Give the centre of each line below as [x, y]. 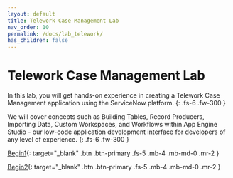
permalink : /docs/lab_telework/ [55, 34]
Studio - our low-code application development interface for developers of [116, 132]
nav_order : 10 [28, 27]
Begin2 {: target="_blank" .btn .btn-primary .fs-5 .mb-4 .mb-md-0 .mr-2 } [114, 167]
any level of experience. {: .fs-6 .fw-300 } [68, 140]
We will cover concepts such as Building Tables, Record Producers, [106, 117]
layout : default [31, 14]
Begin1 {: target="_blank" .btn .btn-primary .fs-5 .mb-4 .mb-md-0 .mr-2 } [113, 153]
